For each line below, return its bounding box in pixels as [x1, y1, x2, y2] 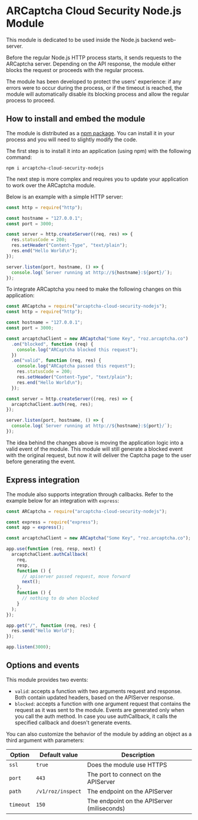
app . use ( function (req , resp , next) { [6, 546, 101, 552]
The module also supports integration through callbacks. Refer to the [6, 490, 174, 497]
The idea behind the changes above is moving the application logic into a [6, 439, 184, 446]
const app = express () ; [6, 525, 65, 531]
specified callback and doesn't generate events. [14, 719, 132, 726]
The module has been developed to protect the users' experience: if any [6, 78, 181, 85]
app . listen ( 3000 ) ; [6, 644, 51, 650]
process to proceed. [6, 96, 55, 104]
